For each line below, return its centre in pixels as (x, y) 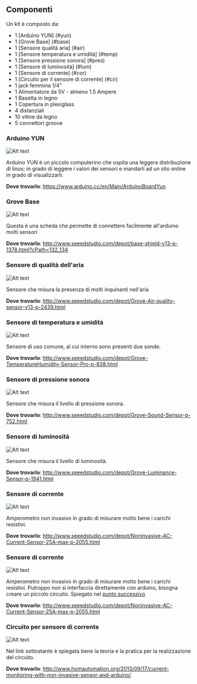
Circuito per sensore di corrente (53, 627)
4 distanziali (29, 110)
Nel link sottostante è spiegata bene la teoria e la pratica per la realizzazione (98, 651)
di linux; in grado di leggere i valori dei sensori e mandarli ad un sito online (96, 169)
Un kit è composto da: (33, 24)
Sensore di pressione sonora (48, 379)
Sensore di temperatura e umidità (55, 322)
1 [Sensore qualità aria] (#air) (50, 48)
